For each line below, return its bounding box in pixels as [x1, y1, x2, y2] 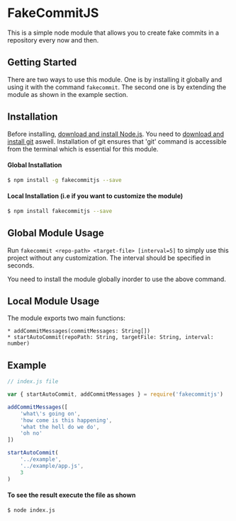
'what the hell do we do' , [20, 423, 100, 430]
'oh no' [20, 430, 43, 437]
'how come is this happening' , [20, 416, 113, 424]
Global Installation [7, 161, 62, 169]
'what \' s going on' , [20, 410, 81, 417]
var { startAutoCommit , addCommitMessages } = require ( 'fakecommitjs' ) [7, 391, 223, 398]
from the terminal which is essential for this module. [7, 144, 159, 153]
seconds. [7, 260, 35, 270]
